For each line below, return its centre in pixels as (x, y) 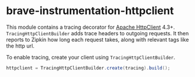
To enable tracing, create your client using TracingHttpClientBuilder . (91, 57)
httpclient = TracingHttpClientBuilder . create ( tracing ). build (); (88, 68)
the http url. (20, 46)
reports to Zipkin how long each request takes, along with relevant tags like (97, 39)
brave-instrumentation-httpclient (90, 11)
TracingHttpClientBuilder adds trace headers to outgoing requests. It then (97, 33)
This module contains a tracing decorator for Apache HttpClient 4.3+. (91, 27)
